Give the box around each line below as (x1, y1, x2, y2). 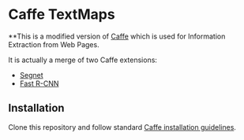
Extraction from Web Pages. (8, 39, 100, 49)
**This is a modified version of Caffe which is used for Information (8, 31, 226, 41)
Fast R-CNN (19, 79, 59, 88)
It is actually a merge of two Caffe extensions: (8, 55, 158, 64)
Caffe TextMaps (8, 6, 116, 24)
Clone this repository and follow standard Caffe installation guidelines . (8, 122, 237, 131)
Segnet (19, 70, 43, 79)
